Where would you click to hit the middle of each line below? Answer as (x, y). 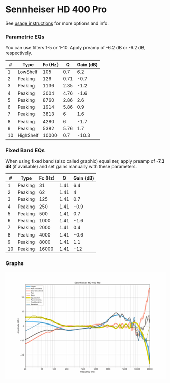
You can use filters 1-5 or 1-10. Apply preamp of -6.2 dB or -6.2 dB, (76, 48)
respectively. (19, 53)
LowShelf (27, 72)
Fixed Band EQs (25, 150)
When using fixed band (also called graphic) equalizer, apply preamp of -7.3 (85, 161)
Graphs (15, 263)
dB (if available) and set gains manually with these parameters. (71, 167)
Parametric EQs (25, 37)
